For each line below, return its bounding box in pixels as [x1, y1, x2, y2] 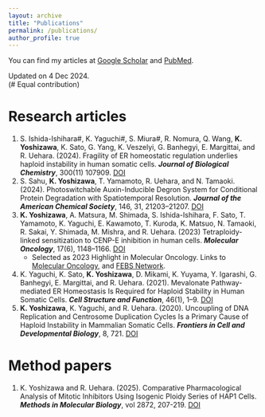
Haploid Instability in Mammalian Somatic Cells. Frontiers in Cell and [19, 321, 245, 330]
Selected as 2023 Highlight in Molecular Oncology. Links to [31, 253, 227, 262]
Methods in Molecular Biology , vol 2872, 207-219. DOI [19, 400, 201, 410]
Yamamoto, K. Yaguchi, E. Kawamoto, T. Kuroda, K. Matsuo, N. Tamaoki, [19, 218, 257, 228]
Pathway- [210, 278, 243, 288]
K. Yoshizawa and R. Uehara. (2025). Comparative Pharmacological [19, 384, 242, 393]
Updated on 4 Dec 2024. [8, 71, 90, 81]
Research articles [8, 108, 127, 126]
